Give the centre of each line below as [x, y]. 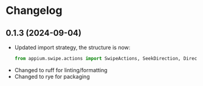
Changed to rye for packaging [52, 76]
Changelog [34, 11]
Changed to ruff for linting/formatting [61, 70]
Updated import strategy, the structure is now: [72, 47]
